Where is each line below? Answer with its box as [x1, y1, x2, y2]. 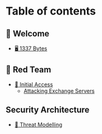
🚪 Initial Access [14, 81, 53, 88]
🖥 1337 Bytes [14, 45, 47, 52]
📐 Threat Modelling [14, 121, 63, 128]
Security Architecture [5, 105, 90, 115]
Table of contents [5, 4, 97, 18]
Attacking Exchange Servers [23, 87, 95, 95]
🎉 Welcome [5, 28, 50, 39]
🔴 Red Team [5, 65, 52, 75]
